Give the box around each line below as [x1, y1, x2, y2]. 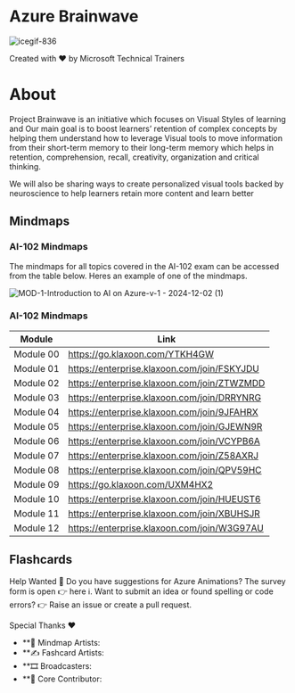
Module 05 [13, 420, 60, 433]
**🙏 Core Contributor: [21, 673, 102, 684]
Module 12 [13, 522, 60, 534]
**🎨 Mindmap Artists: [21, 637, 101, 648]
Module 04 [13, 406, 60, 418]
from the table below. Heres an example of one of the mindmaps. [9, 270, 248, 281]
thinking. [9, 161, 42, 171]
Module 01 [13, 362, 60, 375]
